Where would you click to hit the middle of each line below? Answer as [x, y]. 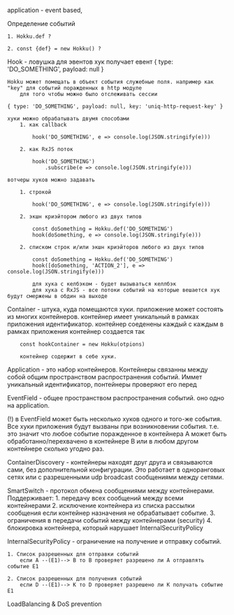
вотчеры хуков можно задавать [51, 180]
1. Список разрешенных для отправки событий [73, 554]
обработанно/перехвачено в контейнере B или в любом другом [103, 441]
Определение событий [41, 23]
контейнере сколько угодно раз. [56, 448]
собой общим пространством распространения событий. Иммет [105, 377]
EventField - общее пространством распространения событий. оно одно [116, 398]
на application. [29, 405]
